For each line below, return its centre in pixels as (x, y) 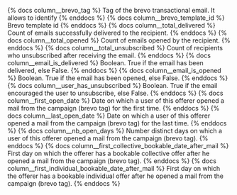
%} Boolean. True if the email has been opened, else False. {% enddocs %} (118, 78)
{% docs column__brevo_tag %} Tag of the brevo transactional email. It (111, 10)
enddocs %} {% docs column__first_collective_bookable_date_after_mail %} (118, 146)
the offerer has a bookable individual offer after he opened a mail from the (115, 176)
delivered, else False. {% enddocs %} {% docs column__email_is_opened (114, 71)
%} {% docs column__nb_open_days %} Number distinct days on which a (115, 131)
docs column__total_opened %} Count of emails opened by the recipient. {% (119, 40)
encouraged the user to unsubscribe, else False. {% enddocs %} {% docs (115, 93)
